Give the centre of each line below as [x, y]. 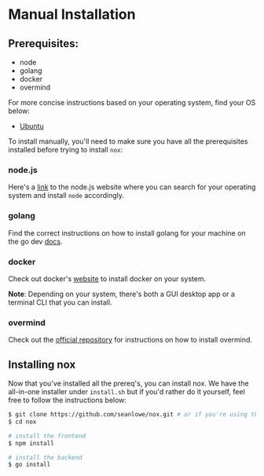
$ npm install [31, 443]
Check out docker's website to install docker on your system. [107, 278]
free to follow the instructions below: [68, 400]
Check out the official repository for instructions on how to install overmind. [130, 340]
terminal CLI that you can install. [60, 302]
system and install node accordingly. [66, 196]
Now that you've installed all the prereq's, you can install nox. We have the [128, 383]
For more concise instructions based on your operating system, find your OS [132, 103]
